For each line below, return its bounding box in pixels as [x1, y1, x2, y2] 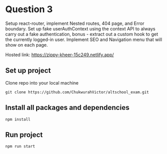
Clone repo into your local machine [5, 80, 79, 86]
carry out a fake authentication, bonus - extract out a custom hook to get [5, 31, 158, 37]
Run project [5, 130, 43, 139]
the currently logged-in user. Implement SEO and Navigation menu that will [5, 36, 162, 43]
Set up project [5, 66, 51, 75]
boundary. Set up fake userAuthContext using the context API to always [5, 25, 156, 31]
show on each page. [5, 42, 48, 48]
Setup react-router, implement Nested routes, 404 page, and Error [5, 20, 145, 26]
